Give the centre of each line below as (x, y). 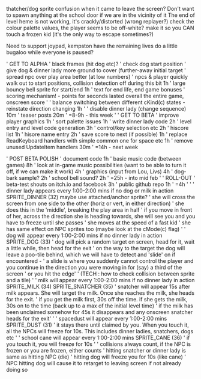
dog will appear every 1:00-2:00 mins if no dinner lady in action (84, 235)
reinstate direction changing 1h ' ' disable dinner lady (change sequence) (96, 109)
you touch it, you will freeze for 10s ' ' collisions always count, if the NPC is (99, 344)
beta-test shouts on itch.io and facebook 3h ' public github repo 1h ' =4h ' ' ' (100, 184)
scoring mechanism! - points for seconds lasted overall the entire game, (95, 96)
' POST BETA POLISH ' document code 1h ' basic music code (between (94, 159)
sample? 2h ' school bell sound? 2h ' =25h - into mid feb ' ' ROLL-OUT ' (107, 178)
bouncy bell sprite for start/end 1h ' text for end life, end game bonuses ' (96, 89)
